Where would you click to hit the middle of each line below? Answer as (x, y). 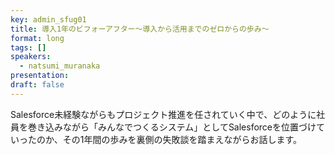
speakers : (31, 57)
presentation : (40, 76)
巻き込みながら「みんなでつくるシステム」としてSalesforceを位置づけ (172, 127)
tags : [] (28, 47)
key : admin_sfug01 (48, 19)
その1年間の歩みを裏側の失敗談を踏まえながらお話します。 (182, 139)
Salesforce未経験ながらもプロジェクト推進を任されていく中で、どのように (163, 114)
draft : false (37, 85)
